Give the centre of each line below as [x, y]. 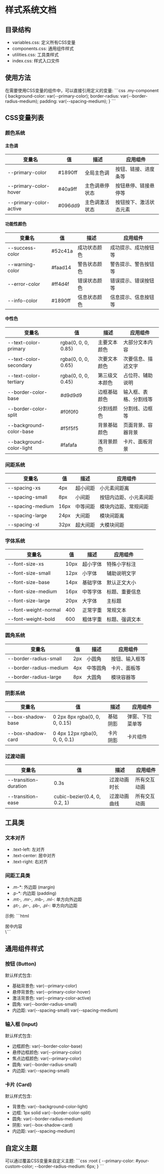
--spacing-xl [23, 525]
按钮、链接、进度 [135, 169]
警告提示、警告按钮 [132, 264]
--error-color [24, 284]
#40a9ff [68, 189]
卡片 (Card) [19, 1085]
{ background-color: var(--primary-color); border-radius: [62, 96]
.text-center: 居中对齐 [34, 855]
